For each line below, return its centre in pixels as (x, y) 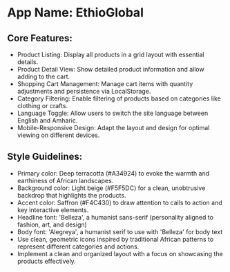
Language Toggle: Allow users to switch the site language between (113, 113)
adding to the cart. (44, 76)
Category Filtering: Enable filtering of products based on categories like (119, 98)
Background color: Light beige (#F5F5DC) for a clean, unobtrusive (111, 188)
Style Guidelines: (45, 157)
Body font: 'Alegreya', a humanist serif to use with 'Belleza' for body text (120, 231)
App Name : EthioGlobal (75, 13)
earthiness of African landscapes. (65, 180)
